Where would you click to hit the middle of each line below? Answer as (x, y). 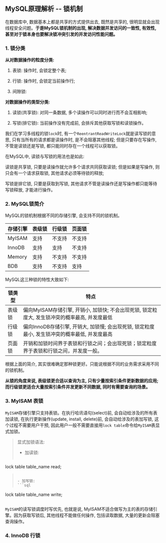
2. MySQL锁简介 (25, 204)
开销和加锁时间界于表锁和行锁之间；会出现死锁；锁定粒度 (90, 344)
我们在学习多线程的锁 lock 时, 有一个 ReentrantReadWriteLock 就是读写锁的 (79, 134)
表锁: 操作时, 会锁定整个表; (39, 70)
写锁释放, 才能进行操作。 (30, 190)
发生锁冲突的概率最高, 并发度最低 (74, 317)
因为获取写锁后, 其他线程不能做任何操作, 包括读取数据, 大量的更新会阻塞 (86, 515)
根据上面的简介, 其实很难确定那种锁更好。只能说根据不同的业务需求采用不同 (82, 364)
